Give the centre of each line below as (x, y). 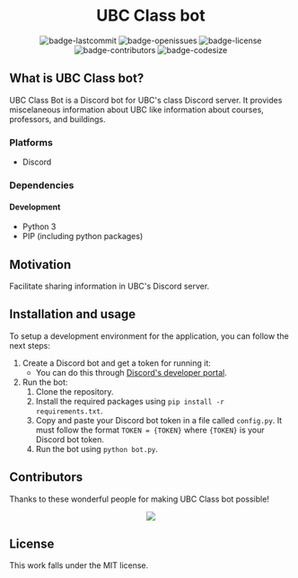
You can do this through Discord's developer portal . (131, 372)
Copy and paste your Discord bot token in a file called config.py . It (159, 420)
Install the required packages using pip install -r (130, 401)
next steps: (30, 345)
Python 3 (39, 227)
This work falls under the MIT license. (79, 565)
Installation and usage (73, 314)
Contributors (46, 477)
